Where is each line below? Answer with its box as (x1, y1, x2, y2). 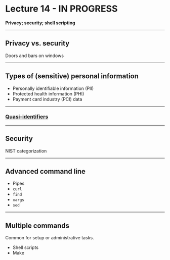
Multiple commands (5, 221, 70, 230)
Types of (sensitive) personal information (5, 72, 139, 81)
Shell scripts (12, 244, 39, 250)
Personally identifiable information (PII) (12, 85, 94, 91)
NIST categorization (5, 147, 47, 154)
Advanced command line (5, 167, 86, 176)
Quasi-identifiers (5, 113, 49, 120)
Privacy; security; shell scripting (5, 20, 75, 26)
